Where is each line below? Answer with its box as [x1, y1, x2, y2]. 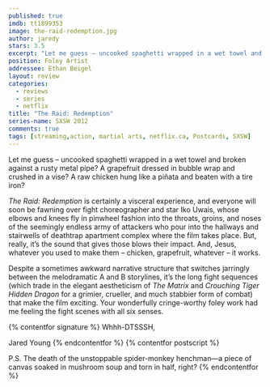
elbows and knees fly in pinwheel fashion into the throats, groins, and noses [8, 213, 262, 223]
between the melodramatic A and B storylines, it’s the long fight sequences [8, 272, 259, 282]
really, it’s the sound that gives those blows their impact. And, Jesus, [8, 239, 237, 249]
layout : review [8, 72, 60, 80]
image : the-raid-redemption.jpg [8, 27, 117, 35]
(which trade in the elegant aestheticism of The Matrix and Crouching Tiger [8, 280, 260, 290]
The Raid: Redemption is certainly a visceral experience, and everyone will [8, 196, 256, 206]
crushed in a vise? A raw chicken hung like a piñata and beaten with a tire [8, 172, 253, 181]
